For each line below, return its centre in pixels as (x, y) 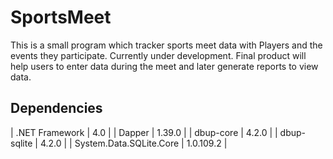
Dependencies (56, 108)
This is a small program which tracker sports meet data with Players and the (166, 45)
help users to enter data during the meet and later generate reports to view (164, 66)
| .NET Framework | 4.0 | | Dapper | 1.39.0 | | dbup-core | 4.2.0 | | (144, 132)
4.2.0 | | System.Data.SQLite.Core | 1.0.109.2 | (133, 143)
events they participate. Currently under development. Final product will (158, 55)
